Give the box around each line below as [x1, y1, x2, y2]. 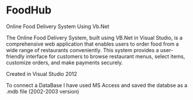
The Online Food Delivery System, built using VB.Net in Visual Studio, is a [6, 34, 183, 41]
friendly [6, 53, 25, 60]
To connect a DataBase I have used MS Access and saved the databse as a [6, 81, 188, 88]
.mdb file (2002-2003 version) [6, 88, 80, 95]
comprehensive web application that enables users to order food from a [6, 40, 180, 47]
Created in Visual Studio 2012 [6, 70, 77, 77]
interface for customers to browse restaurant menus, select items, [26, 53, 185, 60]
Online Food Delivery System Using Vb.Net [6, 23, 109, 30]
